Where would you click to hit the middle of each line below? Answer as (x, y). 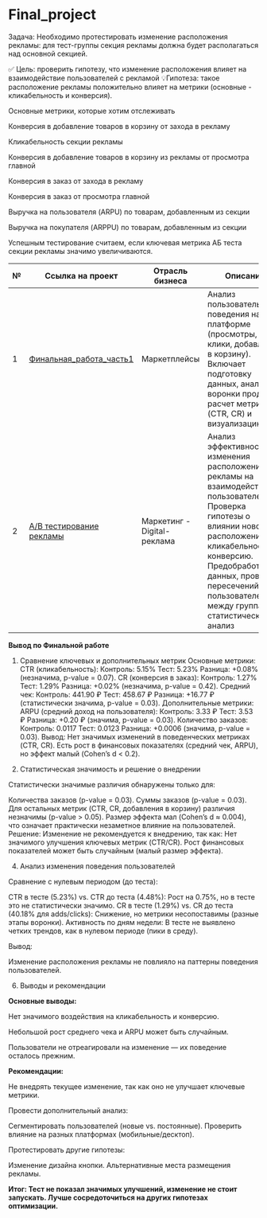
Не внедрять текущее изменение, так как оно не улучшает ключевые (127, 1086)
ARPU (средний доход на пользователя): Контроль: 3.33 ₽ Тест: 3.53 (136, 711)
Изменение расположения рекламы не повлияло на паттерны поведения (133, 962)
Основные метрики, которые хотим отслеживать (92, 111)
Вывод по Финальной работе (59, 645)
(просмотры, (232, 334)
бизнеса (170, 280)
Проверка (227, 506)
